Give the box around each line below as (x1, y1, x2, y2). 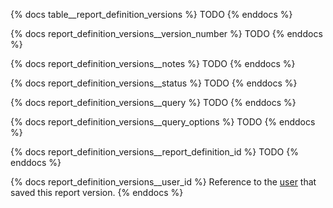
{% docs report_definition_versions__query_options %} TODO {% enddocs (10, 116, 316, 128)
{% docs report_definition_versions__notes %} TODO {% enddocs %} (10, 58, 296, 69)
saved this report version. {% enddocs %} (10, 187, 184, 198)
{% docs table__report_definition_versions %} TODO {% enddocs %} (10, 9, 293, 20)
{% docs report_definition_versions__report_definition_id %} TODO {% (10, 146, 299, 158)
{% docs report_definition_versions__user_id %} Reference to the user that (10, 176, 317, 188)
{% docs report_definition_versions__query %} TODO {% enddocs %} (10, 97, 297, 108)
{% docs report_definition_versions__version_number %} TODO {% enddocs (10, 28, 323, 39)
